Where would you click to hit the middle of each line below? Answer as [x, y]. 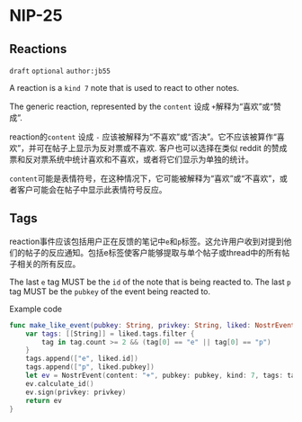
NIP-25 [36, 16]
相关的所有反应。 [49, 264]
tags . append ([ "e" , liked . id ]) [82, 359]
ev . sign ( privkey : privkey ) [76, 392]
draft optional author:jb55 [60, 71]
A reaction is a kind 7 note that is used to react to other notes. [124, 88]
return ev [44, 400]
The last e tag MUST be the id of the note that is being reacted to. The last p [150, 282]
